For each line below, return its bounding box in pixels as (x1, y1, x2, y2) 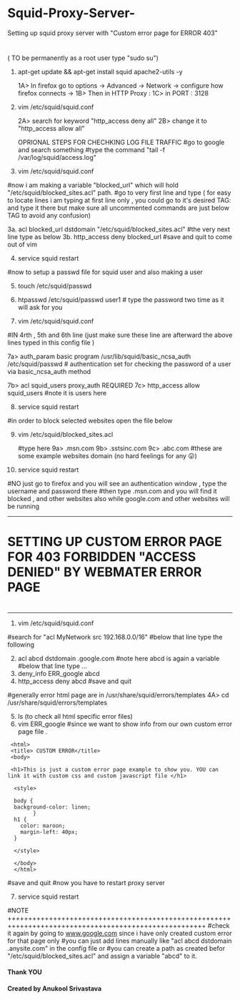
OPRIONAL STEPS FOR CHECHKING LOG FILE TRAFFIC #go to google (17, 138, 225, 147)
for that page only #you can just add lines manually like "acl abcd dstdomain (7, 936, 232, 945)
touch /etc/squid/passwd (17, 282, 92, 291)
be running (7, 502, 40, 511)
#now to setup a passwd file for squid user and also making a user (7, 268, 204, 276)
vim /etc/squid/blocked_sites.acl (17, 430, 114, 439)
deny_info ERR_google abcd (17, 669, 100, 677)
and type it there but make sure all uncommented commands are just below (7, 203, 230, 212)
